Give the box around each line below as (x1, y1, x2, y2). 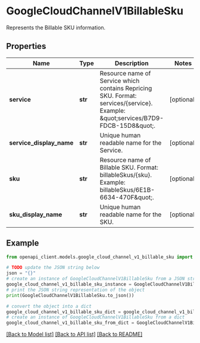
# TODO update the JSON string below (6, 265, 100, 271)
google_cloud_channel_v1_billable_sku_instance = (6, 281, 132, 287)
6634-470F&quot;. (99, 193, 154, 201)
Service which (99, 76, 140, 85)
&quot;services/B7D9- (99, 114, 164, 122)
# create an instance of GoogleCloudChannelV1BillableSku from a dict (6, 314, 185, 320)
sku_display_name (9, 210, 62, 219)
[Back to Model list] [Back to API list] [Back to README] (6, 330, 143, 338)
